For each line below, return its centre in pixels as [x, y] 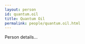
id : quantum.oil [21, 14]
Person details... [21, 37]
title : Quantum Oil [25, 19]
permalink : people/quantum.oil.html [42, 23]
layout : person [20, 10]
